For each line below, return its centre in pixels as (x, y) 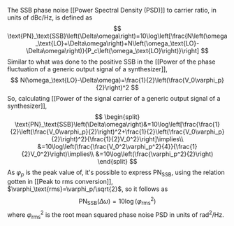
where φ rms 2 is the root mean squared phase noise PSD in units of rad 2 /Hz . (116, 215)
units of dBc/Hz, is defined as (50, 17)
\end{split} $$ (117, 161)
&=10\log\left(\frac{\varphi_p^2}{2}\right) (154, 154)
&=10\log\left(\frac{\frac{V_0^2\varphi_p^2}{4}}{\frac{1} (117, 147)
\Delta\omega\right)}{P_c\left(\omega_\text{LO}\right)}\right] (112, 51)
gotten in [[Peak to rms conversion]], (60, 181)
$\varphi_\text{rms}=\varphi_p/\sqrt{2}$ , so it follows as (88, 189)
